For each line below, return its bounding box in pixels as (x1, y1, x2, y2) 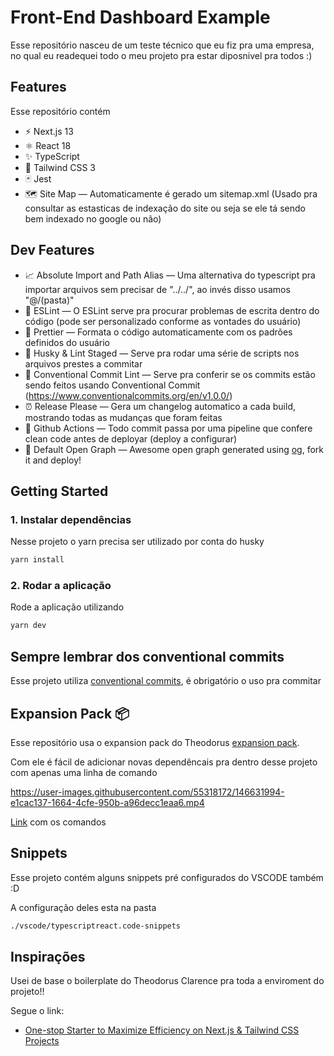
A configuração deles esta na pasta (10, 901, 157, 913)
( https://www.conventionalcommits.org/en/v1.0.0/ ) (24, 389, 233, 401)
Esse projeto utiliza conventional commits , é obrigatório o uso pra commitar (10, 675, 322, 687)
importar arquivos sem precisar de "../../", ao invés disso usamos (24, 283, 291, 295)
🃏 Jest (24, 172, 52, 185)
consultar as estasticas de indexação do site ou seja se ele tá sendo (24, 202, 306, 214)
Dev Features (10, 242, 95, 259)
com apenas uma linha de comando (10, 766, 158, 778)
